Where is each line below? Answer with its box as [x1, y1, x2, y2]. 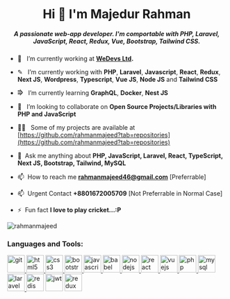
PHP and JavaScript [17, 110, 76, 119]
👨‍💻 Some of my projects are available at [17, 123, 135, 132]
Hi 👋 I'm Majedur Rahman [42, 6, 191, 22]
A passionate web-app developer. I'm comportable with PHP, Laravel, [13, 29, 220, 37]
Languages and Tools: [7, 239, 83, 249]
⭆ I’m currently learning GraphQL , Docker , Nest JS [17, 89, 168, 97]
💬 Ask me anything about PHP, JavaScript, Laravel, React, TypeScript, [17, 152, 224, 160]
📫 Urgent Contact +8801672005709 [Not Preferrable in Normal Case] [17, 189, 223, 198]
